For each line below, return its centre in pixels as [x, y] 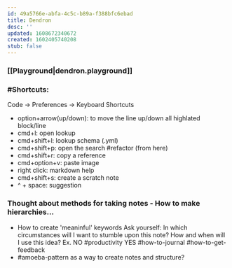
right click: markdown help [56, 170]
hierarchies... [31, 212]
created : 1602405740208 [42, 40]
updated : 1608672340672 [42, 33]
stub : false [25, 46]
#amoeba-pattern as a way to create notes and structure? [101, 257]
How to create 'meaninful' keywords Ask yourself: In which [102, 227]
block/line [32, 126]
